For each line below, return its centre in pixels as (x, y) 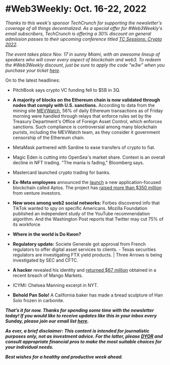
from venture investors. (37, 193)
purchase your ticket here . (33, 70)
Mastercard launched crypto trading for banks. (61, 172)
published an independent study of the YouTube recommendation (81, 213)
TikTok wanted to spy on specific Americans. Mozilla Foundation (80, 208)
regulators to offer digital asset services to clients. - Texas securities (84, 249)
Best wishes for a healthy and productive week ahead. (64, 357)
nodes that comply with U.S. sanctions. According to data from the (83, 105)
